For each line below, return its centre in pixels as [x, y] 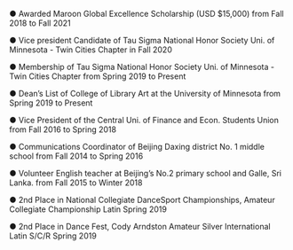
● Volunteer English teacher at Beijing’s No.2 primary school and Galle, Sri [146, 173]
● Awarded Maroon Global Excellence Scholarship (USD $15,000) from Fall [146, 14]
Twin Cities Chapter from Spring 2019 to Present [98, 76]
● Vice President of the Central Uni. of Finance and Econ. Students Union [144, 120]
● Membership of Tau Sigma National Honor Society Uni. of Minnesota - [142, 67]
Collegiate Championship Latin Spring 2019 [88, 209]
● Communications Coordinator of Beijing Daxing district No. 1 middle [137, 147]
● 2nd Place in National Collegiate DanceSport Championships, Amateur [142, 200]
